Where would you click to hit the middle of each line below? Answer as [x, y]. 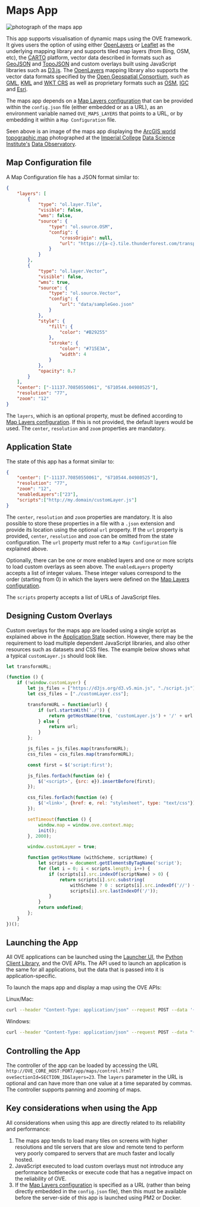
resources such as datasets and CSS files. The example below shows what [98, 649]
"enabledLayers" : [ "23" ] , [48, 495]
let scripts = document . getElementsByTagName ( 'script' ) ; [110, 863]
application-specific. [31, 976]
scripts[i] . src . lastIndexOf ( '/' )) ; [114, 891]
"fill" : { [61, 326]
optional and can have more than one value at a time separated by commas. [99, 1083]
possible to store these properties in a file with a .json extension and [90, 523]
